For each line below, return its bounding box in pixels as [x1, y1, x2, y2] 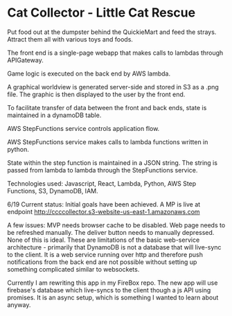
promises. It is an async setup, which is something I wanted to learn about [7, 293, 219, 301]
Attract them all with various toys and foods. [7, 35, 134, 43]
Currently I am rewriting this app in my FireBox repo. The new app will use [7, 279, 218, 287]
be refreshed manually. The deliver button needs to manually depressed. [7, 228, 215, 236]
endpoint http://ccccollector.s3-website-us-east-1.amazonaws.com [7, 207, 200, 216]
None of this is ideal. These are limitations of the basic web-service [7, 236, 200, 244]
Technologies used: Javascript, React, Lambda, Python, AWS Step [7, 179, 197, 188]
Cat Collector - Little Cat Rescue [7, 5, 196, 21]
